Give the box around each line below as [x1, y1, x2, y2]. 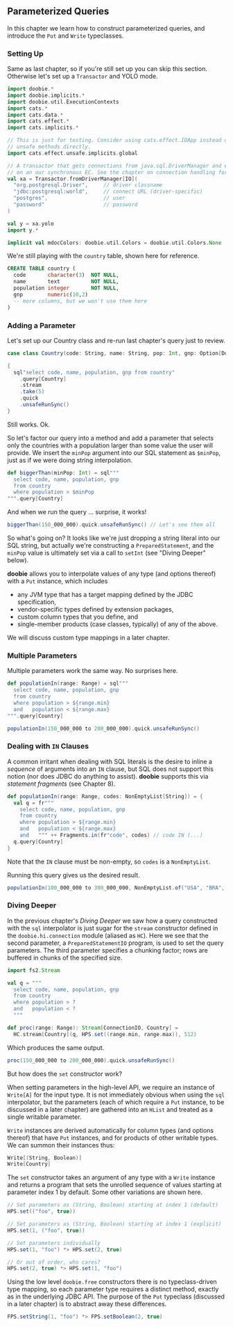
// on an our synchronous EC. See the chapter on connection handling [7, 168, 216, 176]
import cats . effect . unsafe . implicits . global [7, 150, 138, 157]
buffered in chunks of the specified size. [7, 953, 123, 962]
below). [7, 556, 29, 564]
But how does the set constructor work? [7, 1070, 123, 1078]
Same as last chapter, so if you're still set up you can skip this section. [7, 65, 208, 73]
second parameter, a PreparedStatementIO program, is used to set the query [7, 939, 224, 947]
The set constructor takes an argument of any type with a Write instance [7, 1173, 216, 1182]
